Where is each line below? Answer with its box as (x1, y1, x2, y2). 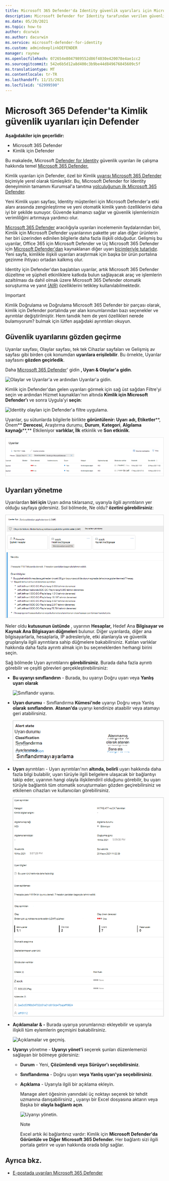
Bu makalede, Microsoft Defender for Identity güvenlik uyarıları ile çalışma (5, 157, 158, 164)
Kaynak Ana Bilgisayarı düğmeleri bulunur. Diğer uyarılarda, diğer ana (5, 629, 152, 635)
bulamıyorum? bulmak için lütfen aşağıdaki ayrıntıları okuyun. (5, 318, 132, 324)
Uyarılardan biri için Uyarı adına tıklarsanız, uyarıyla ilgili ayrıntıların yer (5, 499, 152, 505)
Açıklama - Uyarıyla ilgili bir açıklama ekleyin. (20, 1081, 115, 1087)
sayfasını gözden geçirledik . (5, 356, 65, 363)
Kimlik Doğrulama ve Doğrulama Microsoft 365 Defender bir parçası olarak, (5, 302, 161, 308)
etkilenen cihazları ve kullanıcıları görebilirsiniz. (12, 788, 110, 794)
